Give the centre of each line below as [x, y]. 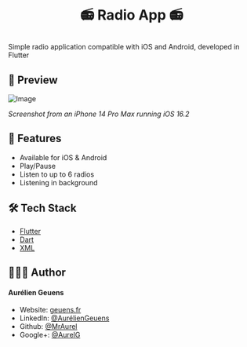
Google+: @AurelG [50, 335]
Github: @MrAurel [48, 327]
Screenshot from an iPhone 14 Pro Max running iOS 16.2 [99, 114]
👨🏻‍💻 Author [37, 273]
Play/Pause [38, 166]
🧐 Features [35, 139]
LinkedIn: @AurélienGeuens [64, 318]
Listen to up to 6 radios [57, 174]
